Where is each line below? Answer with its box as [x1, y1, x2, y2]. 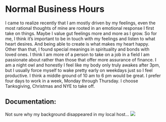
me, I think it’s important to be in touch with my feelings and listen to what [5, 36, 156, 42]
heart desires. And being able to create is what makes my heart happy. [5, 41, 150, 47]
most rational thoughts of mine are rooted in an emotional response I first [5, 25, 155, 31]
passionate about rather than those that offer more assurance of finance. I [5, 57, 157, 62]
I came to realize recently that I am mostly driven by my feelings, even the [5, 20, 156, 26]
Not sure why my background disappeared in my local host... [5, 111, 130, 117]
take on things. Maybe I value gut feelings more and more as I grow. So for [5, 30, 157, 36]
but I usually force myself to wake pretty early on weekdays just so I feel [5, 67, 153, 73]
